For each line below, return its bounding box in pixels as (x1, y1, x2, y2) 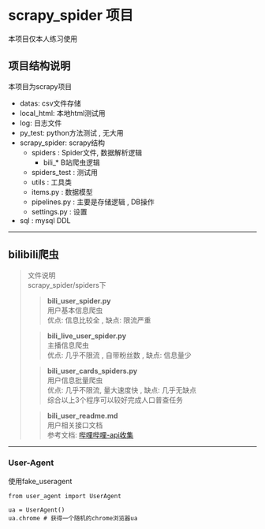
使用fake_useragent (8, 476, 73, 486)
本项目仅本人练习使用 (8, 34, 77, 43)
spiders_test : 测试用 (31, 167, 99, 177)
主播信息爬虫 (47, 340, 89, 350)
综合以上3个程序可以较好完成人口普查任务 (47, 395, 184, 404)
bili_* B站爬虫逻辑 (43, 158, 100, 167)
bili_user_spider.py (47, 296, 111, 305)
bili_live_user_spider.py (47, 331, 127, 341)
